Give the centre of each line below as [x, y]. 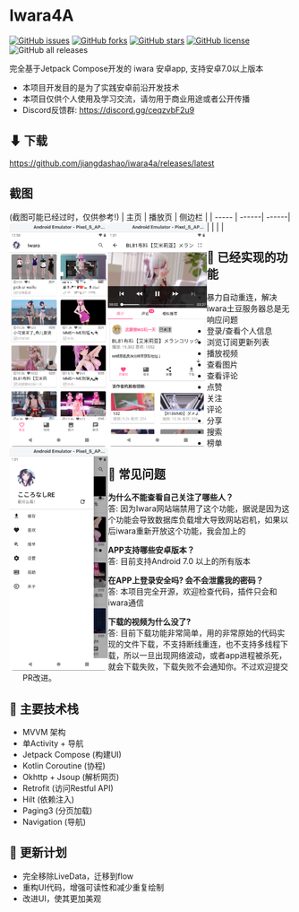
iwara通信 [126, 603]
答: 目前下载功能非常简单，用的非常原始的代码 [192, 633]
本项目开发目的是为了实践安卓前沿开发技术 [101, 87]
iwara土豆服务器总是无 [248, 308]
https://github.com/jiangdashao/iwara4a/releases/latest [112, 163]
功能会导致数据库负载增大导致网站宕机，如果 [198, 520]
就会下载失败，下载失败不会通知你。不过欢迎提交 [198, 667]
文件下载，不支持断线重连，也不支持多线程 [202, 644]
